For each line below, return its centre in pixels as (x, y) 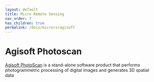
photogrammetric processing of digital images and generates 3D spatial (77, 70)
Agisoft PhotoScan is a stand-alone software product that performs (73, 65)
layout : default (21, 9)
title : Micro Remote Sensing (35, 14)
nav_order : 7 (18, 18)
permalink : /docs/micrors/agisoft (40, 28)
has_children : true (25, 23)
